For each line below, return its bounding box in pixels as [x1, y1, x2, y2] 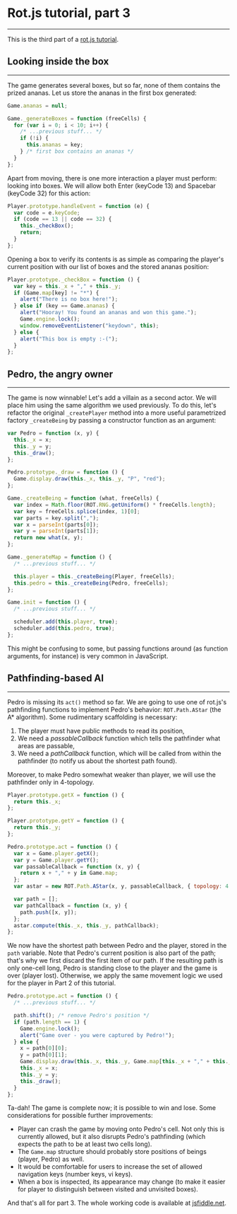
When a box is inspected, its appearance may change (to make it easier [17, 1177, 226, 1186]
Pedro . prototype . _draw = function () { [7, 469, 125, 476]
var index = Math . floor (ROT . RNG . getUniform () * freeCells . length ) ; [13, 501, 217, 508]
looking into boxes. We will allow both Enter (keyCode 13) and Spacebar [7, 181, 217, 190]
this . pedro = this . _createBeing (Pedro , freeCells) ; [13, 579, 169, 587]
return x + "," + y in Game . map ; [20, 869, 119, 877]
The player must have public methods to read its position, [17, 726, 185, 735]
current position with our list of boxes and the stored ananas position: [7, 262, 209, 270]
